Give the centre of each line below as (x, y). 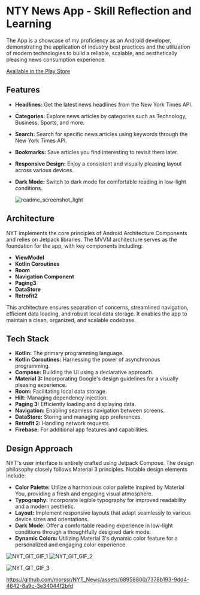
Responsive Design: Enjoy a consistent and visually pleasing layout (98, 164)
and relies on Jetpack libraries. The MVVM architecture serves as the (92, 239)
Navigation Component (45, 277)
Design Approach (40, 448)
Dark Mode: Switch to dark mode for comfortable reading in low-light (101, 182)
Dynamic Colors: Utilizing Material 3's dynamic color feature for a (96, 539)
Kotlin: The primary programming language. (69, 353)
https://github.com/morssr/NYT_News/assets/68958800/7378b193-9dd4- (98, 579)
